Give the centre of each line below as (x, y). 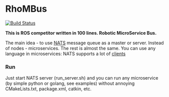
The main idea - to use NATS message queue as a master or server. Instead (84, 43)
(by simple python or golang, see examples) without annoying (70, 83)
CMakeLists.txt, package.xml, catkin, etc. (48, 89)
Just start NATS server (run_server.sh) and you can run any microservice (82, 78)
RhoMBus (26, 9)
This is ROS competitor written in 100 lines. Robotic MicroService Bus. (81, 33)
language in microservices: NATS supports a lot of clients (65, 54)
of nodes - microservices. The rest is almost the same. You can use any (80, 48)
